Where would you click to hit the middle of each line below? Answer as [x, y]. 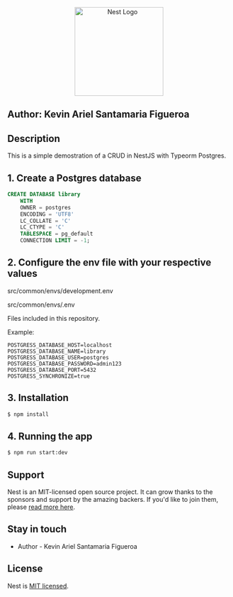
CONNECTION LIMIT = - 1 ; [55, 241]
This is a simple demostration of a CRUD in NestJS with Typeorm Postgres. [117, 155]
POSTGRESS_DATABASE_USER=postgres [58, 357]
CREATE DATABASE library [44, 195]
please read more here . [41, 507]
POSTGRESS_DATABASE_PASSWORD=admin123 [64, 363]
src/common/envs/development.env [60, 290]
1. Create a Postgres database [74, 178]
